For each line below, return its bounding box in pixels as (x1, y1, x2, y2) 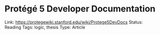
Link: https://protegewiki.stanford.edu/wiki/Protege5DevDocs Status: (4, 19, 143, 25)
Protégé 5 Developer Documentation (4, 3, 156, 14)
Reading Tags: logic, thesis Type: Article (4, 24, 85, 30)
